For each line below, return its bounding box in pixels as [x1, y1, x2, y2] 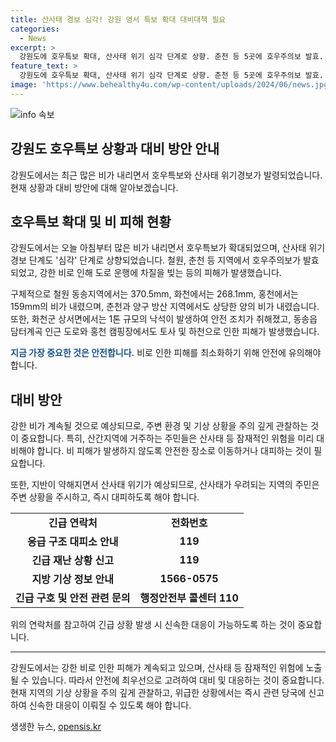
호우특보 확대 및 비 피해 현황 [10, 213, 172, 230]
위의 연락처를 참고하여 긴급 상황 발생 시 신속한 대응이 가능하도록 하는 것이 [10, 619, 296, 631]
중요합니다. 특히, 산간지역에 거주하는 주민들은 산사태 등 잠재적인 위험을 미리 [20, 432, 315, 445]
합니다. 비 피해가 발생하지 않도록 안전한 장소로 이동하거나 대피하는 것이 [36, 445, 312, 457]
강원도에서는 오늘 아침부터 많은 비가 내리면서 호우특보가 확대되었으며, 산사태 [10, 242, 307, 254]
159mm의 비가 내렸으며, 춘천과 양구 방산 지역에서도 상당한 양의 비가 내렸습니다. [10, 301, 320, 313]
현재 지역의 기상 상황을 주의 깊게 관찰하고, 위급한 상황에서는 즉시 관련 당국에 [10, 687, 307, 699]
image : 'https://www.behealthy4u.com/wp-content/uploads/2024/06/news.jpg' [10, 80, 333, 90]
